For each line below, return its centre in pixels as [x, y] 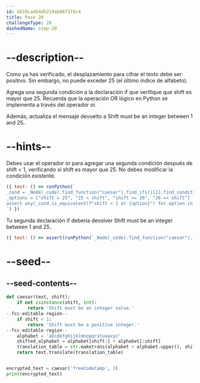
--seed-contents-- [42, 283]
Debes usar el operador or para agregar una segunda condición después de [99, 163]
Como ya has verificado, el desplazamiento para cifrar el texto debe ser [94, 74]
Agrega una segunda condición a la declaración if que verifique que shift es [99, 92]
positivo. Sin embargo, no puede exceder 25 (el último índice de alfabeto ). [97, 80]
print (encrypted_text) [34, 374]
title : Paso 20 [25, 17]
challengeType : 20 [29, 23]
